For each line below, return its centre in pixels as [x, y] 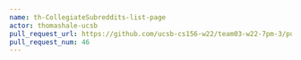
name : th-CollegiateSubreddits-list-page [88, 17]
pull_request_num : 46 [50, 42]
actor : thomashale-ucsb [54, 26]
